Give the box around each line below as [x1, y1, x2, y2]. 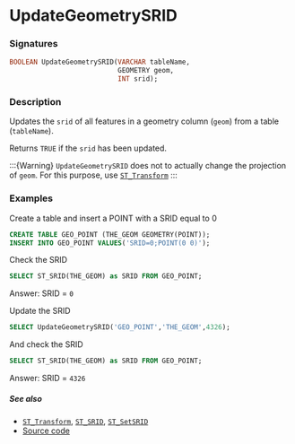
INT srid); [117, 74, 159, 83]
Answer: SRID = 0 [9, 288, 74, 299]
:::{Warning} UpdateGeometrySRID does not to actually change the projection [9, 161, 287, 171]
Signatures [9, 38, 58, 50]
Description [9, 96, 62, 109]
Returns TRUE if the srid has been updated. [9, 143, 168, 153]
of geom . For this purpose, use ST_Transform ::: [9, 170, 178, 180]
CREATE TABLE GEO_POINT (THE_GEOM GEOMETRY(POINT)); [9, 230, 211, 239]
